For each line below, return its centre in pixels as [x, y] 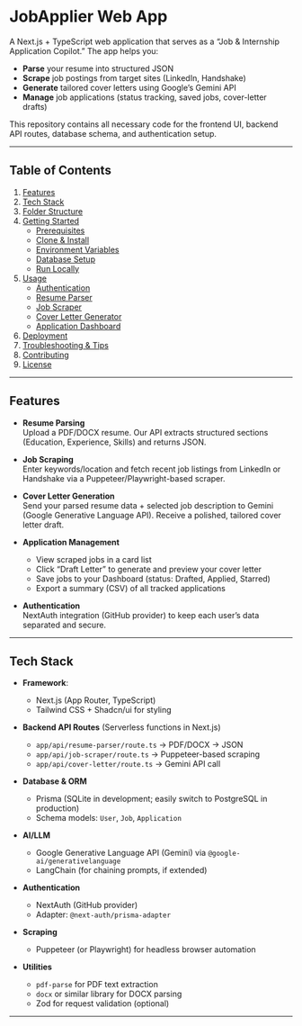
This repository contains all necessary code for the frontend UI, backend [144, 124]
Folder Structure [53, 211]
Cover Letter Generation [68, 496]
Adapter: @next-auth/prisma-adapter [103, 914]
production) [58, 808]
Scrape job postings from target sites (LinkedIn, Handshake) [134, 77]
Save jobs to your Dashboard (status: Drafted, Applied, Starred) [153, 579]
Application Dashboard [78, 326]
